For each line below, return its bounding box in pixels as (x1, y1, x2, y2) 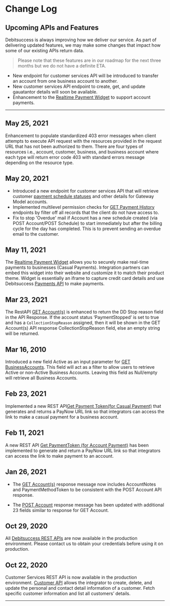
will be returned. (5, 331, 39, 337)
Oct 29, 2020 (5, 522, 48, 530)
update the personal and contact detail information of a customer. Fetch (5, 585, 155, 591)
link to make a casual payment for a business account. (5, 413, 119, 420)
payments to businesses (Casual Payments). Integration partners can (5, 265, 149, 271)
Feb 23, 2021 (5, 390, 47, 398)
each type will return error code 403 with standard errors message (5, 154, 145, 160)
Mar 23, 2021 (5, 295, 48, 304)
